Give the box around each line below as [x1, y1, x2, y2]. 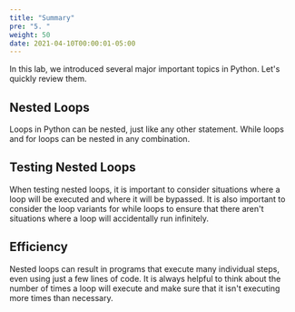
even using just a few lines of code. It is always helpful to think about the [9, 273, 281, 284]
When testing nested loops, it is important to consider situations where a [9, 184, 280, 195]
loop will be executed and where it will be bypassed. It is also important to [9, 193, 286, 205]
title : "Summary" [9, 13, 75, 23]
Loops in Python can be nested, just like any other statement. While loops [9, 124, 284, 135]
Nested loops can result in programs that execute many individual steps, [9, 263, 280, 274]
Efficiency [9, 239, 68, 255]
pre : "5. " [9, 22, 51, 31]
